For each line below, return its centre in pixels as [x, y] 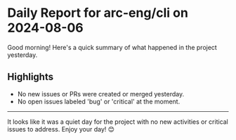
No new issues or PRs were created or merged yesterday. [101, 94]
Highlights [31, 77]
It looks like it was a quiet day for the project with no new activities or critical [118, 122]
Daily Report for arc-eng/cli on [98, 13]
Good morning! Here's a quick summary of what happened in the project [112, 47]
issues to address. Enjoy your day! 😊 [61, 129]
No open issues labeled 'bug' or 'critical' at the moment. [99, 101]
